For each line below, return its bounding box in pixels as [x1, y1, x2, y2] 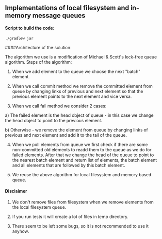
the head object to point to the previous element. [5, 118, 103, 124]
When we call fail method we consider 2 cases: [12, 103, 107, 109]
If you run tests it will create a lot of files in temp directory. [12, 214, 129, 220]
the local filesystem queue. [12, 204, 66, 210]
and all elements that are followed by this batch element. [12, 163, 125, 168]
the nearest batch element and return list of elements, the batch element [12, 157, 157, 163]
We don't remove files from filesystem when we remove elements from [12, 199, 154, 205]
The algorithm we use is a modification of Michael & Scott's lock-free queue [5, 54, 157, 60]
